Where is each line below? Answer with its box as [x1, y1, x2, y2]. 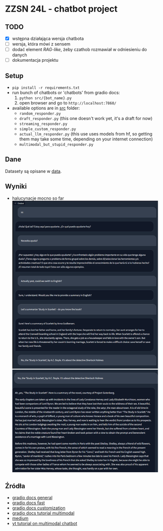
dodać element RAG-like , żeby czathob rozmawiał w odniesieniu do [12, 47, 147, 52]
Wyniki [5, 182, 27, 190]
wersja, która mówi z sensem [12, 41, 71, 47]
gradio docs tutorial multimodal [12, 510, 75, 516]
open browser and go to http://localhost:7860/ [19, 100, 116, 106]
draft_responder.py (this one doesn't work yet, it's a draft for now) [19, 116, 153, 121]
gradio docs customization [12, 505, 65, 511]
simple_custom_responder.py [19, 127, 76, 132]
